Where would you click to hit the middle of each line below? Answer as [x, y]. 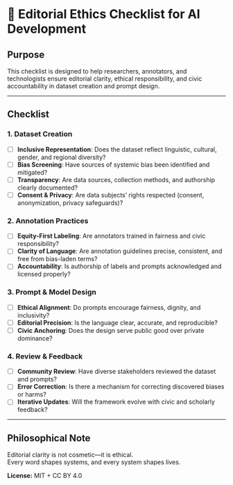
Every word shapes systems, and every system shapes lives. [94, 462]
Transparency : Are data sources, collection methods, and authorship [116, 179]
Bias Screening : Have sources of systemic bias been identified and [113, 164]
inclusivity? [33, 315]
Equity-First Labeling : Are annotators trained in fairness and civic [111, 236]
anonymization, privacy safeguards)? [70, 203]
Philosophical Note [49, 438]
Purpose [26, 55]
